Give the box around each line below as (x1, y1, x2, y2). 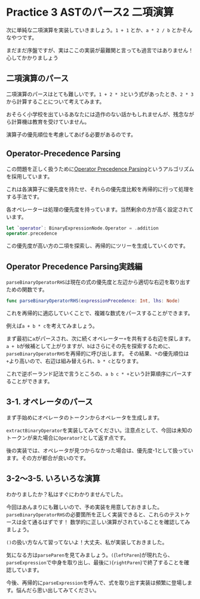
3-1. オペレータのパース (6, 397, 93, 407)
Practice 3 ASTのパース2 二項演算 (6, 5, 174, 19)
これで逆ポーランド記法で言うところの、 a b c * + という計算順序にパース (6, 370, 187, 377)
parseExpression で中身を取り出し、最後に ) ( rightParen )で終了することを (6, 558, 184, 566)
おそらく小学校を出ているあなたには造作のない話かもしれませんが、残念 (6, 110, 184, 117)
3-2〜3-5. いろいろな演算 (6, 474, 100, 484)
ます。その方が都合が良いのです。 (6, 454, 90, 461)
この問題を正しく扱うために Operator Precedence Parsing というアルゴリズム (6, 165, 195, 173)
